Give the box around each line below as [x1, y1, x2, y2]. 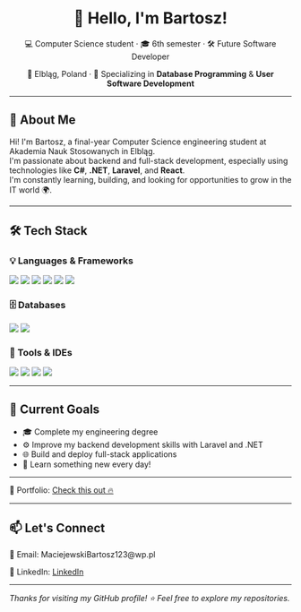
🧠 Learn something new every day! [21, 459, 151, 470]
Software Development [106, 78, 195, 89]
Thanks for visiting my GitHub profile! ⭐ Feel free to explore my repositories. [9, 592, 290, 603]
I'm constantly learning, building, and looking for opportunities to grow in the [9, 174, 292, 185]
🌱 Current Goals [9, 402, 100, 418]
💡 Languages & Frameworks [9, 254, 134, 267]
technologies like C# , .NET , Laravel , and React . [9, 165, 185, 176]
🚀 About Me [9, 112, 76, 128]
